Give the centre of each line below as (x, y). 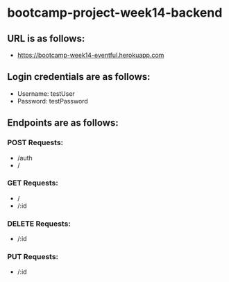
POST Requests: (35, 142)
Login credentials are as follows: (79, 77)
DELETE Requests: (39, 224)
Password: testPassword (52, 101)
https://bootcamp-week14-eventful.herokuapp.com (91, 55)
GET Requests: (33, 183)
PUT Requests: (33, 257)
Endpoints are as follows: (63, 123)
